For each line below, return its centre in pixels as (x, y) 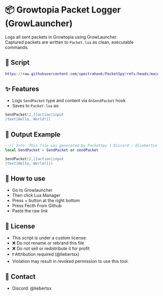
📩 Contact (20, 276)
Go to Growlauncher (32, 190)
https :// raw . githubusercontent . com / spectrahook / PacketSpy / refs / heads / (78, 74)
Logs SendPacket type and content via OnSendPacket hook (69, 101)
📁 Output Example (33, 134)
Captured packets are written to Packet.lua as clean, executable (69, 42)
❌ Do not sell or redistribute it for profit (51, 248)
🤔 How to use (25, 178)
